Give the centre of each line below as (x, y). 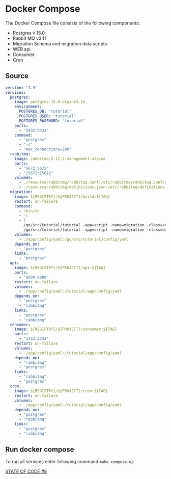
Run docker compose (40, 449)
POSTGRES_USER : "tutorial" (47, 116)
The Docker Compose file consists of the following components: (73, 23)
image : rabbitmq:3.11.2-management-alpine (60, 158)
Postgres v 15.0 (28, 33)
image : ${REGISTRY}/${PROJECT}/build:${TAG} (62, 197)
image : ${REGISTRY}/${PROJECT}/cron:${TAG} (61, 391)
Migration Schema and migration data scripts (60, 43)
